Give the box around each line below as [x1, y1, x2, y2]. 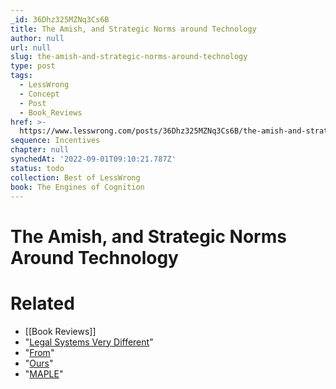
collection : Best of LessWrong [10, 172, 141, 183]
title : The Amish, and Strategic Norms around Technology [10, 24, 257, 34]
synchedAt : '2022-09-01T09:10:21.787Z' [10, 154, 177, 164]
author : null [10, 33, 65, 43]
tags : [10, 71, 33, 81]
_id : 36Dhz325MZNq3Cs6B [10, 14, 110, 25]
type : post [10, 61, 56, 71]
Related [10, 292, 75, 315]
